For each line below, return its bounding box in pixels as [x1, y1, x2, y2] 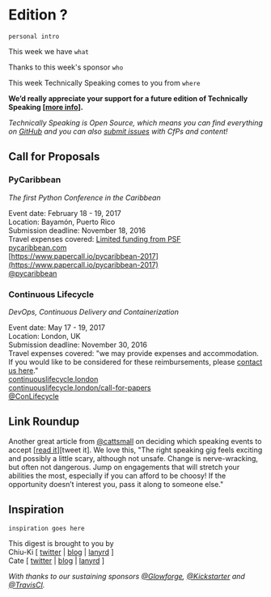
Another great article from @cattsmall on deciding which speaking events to [8, 436, 262, 446]
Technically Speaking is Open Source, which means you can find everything [8, 117, 263, 127]
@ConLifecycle [8, 391, 59, 401]
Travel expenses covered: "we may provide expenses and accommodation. [8, 348, 259, 358]
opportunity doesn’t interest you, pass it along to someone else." [8, 479, 224, 489]
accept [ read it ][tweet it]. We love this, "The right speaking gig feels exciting [8, 445, 263, 455]
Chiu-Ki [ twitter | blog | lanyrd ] [8, 547, 115, 557]
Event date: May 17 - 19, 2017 [8, 322, 105, 332]
